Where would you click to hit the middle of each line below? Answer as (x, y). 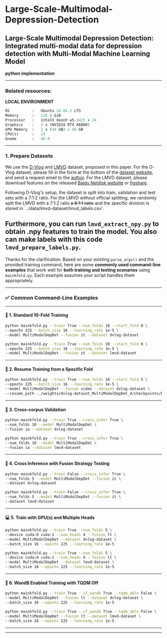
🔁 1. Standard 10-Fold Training (37, 315)
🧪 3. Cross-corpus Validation (36, 410)
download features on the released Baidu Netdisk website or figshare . (77, 183)
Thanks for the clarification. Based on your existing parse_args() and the (80, 259)
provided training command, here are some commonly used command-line (83, 264)
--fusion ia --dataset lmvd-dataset (43, 447)
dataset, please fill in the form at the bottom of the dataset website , (84, 172)
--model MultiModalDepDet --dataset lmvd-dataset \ (60, 562)
